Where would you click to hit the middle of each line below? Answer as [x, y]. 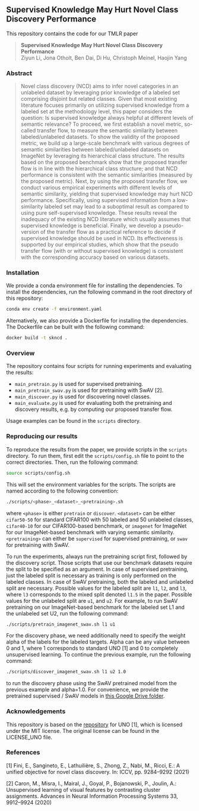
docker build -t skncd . [37, 338]
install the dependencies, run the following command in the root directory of [99, 292]
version [30, 232]
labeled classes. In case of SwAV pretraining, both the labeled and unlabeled [100, 581]
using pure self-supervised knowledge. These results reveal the [99, 213]
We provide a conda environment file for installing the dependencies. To [94, 286]
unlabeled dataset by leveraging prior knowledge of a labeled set [100, 92]
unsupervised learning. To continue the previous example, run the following [99, 655]
